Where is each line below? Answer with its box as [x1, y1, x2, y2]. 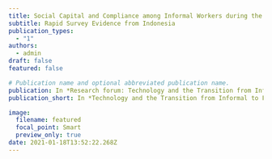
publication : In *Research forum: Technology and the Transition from [8, 86, 252, 94]
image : [8, 108, 31, 117]
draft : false [8, 57, 53, 65]
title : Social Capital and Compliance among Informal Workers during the [8, 11, 263, 20]
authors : [8, 42, 38, 50]
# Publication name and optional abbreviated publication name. [8, 78, 230, 87]
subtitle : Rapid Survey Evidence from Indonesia [8, 19, 176, 27]
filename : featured [15, 116, 82, 124]
